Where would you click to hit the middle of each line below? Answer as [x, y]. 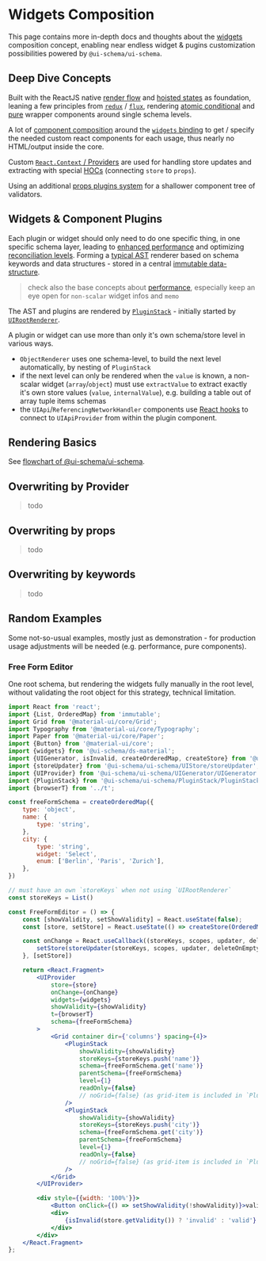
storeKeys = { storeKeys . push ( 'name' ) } [139, 1059]
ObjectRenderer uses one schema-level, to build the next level [120, 358]
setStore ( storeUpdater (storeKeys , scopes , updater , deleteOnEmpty [148, 949]
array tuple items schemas [63, 401]
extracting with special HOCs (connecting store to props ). [102, 170]
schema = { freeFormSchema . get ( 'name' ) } [141, 1066]
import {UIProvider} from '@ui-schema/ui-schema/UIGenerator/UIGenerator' [134, 773]
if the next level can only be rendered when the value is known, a [126, 375]
